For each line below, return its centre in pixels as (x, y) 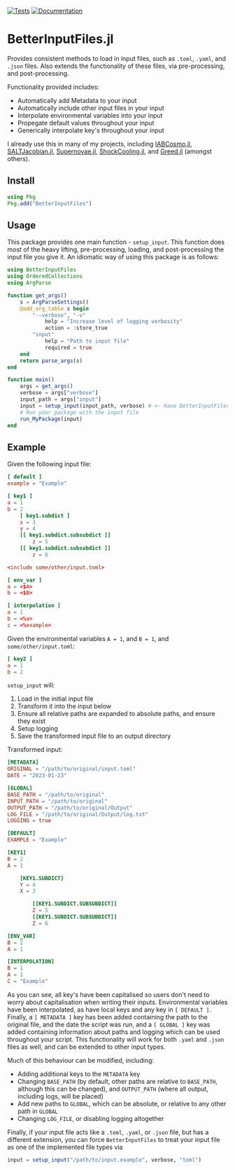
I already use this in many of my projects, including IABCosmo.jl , (100, 144)
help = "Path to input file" (87, 341)
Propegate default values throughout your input (86, 123)
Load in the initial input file (55, 699)
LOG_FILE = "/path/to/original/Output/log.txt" (78, 814)
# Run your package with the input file (79, 412)
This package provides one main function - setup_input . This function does (116, 242)
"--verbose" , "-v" (59, 315)
